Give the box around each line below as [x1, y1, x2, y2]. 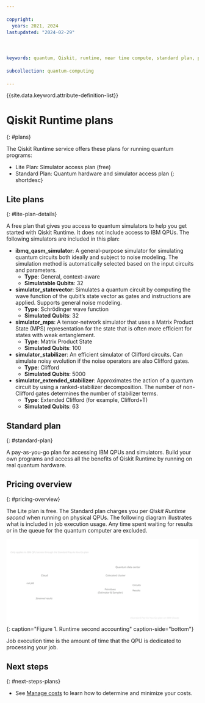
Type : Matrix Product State [24, 338, 93, 345]
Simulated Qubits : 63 [24, 403, 79, 410]
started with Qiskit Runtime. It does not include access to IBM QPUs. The [6, 229, 190, 236]
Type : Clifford [24, 364, 60, 371]
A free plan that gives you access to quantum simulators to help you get [6, 222, 187, 230]
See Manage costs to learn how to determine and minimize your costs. [15, 690, 193, 696]
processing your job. [6, 644, 58, 651]
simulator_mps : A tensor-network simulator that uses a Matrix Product [15, 318, 194, 326]
